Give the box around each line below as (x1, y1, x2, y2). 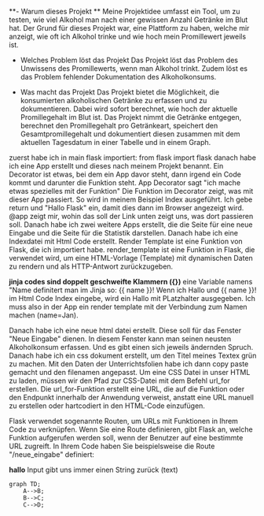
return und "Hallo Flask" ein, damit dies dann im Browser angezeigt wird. (9, 203, 244, 212)
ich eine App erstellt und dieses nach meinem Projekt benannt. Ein (9, 161, 224, 170)
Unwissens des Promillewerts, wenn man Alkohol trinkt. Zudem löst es (20, 64, 248, 73)
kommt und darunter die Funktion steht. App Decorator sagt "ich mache (9, 178, 241, 187)
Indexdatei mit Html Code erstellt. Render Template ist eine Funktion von (9, 236, 243, 246)
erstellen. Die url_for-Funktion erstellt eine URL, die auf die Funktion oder (9, 384, 245, 393)
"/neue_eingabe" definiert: (9, 450, 95, 459)
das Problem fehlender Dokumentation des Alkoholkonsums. (20, 72, 217, 81)
